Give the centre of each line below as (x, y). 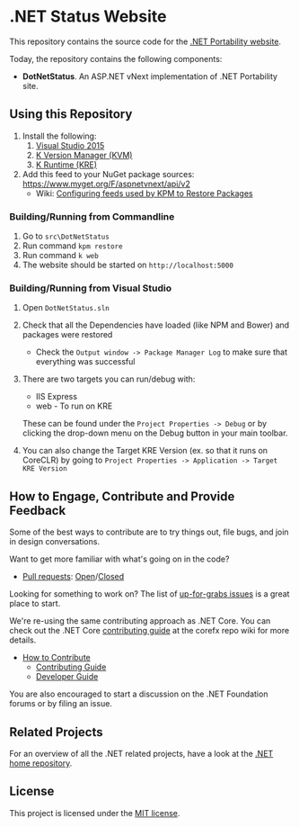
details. (23, 640)
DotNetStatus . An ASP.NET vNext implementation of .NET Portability (150, 76)
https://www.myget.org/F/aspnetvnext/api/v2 (106, 184)
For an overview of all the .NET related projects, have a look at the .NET (141, 753)
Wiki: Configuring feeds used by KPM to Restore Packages (144, 193)
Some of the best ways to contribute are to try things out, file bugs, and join (149, 532)
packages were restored (67, 335)
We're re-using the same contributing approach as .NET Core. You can (140, 621)
